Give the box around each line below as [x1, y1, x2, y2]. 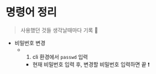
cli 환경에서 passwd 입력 [32, 53, 89, 60]
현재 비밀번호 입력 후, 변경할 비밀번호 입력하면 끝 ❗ [32, 61, 150, 68]
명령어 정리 [5, 5, 57, 19]
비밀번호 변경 [14, 39, 46, 46]
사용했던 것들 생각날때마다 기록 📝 [20, 26, 99, 34]
